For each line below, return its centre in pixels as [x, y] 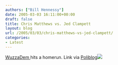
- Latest [14, 42]
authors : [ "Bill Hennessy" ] [35, 10]
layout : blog [19, 28]
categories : [18, 38]
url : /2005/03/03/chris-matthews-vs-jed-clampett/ [59, 33]
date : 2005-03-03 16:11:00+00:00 [40, 14]
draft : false [19, 19]
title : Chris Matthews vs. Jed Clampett [48, 24]
